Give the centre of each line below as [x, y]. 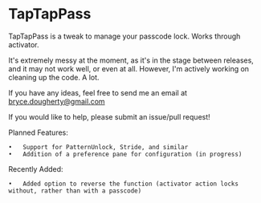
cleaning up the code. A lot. [54, 77]
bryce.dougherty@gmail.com [57, 101]
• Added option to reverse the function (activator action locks [124, 184]
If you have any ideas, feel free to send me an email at [98, 92]
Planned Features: [38, 132]
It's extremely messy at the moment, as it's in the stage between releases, [131, 60]
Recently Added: [36, 168]
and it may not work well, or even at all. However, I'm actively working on [129, 68]
